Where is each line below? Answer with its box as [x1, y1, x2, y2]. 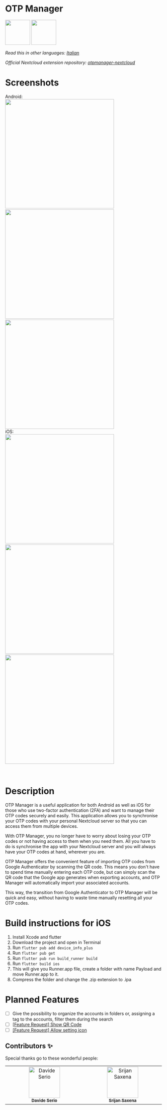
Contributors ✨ [5, 1042, 53, 1051]
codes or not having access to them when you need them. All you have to [5, 838, 156, 844]
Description [5, 785, 55, 797]
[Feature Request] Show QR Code [12, 1021, 82, 1027]
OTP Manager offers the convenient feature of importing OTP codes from [5, 858, 156, 864]
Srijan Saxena [108, 1098, 137, 1103]
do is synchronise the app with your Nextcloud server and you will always [5, 843, 156, 849]
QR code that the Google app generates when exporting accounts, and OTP [5, 874, 160, 880]
